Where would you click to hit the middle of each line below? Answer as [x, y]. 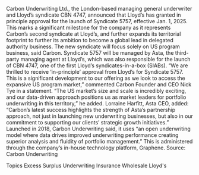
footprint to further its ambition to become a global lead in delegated [90, 40]
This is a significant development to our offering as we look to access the [96, 78]
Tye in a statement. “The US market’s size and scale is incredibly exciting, [96, 91]
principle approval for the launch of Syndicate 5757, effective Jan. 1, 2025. [97, 21]
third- [182, 53]
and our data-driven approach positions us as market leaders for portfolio [96, 97]
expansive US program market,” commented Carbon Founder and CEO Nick [99, 85]
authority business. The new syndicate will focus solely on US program [93, 46]
